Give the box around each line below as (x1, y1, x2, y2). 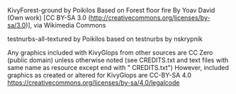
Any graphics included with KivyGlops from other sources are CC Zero (7, 49, 213, 57)
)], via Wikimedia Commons (26, 21, 106, 29)
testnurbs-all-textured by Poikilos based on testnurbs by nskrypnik (7, 35, 203, 43)
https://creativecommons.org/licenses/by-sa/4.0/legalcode (7, 78, 180, 87)
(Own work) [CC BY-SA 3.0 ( (7, 13, 91, 22)
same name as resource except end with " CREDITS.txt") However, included (7, 64, 229, 71)
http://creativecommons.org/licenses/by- (90, 13, 210, 22)
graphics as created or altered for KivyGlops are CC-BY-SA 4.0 (7, 71, 191, 79)
